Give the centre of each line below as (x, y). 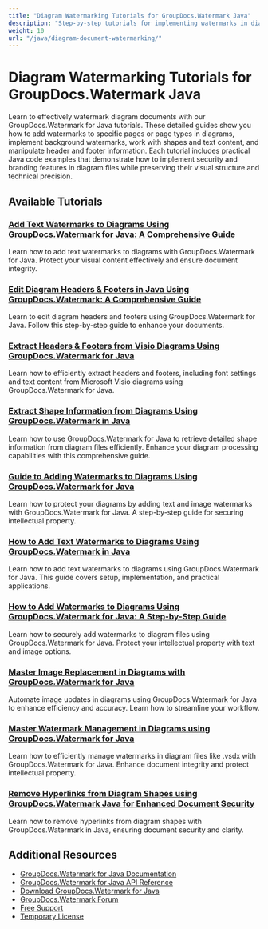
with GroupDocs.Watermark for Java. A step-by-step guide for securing (126, 512)
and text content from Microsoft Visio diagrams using (96, 382)
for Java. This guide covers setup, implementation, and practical (114, 578)
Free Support (41, 908)
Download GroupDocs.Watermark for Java (89, 891)
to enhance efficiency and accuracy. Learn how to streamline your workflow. (134, 707)
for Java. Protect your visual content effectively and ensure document (123, 260)
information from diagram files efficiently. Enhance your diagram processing (134, 447)
